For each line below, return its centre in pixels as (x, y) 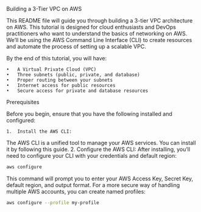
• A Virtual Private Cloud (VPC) (51, 69)
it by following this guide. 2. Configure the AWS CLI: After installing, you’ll (98, 149)
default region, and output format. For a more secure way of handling (93, 185)
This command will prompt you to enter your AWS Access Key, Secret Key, (100, 178)
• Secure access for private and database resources (77, 91)
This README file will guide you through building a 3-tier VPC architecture (100, 20)
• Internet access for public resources (61, 85)
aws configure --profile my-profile (53, 203)
